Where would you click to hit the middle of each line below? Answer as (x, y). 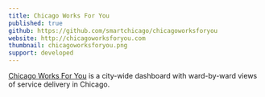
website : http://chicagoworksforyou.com (77, 38)
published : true (35, 23)
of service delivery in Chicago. (59, 84)
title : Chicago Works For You (59, 16)
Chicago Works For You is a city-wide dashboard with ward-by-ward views (133, 76)
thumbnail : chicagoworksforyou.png (68, 46)
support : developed (41, 53)
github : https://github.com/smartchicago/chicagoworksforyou (113, 30)
